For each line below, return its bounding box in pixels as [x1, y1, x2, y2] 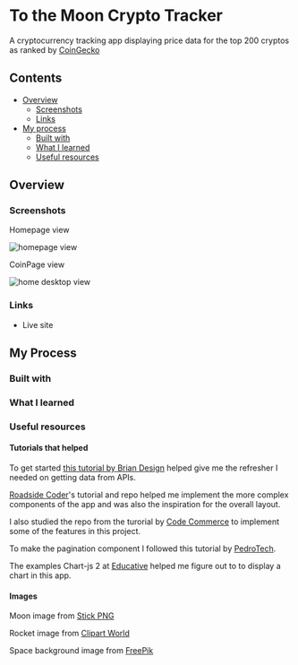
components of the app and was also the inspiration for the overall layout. [9, 499, 281, 510]
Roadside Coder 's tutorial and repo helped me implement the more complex [9, 489, 289, 500]
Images [9, 591, 38, 601]
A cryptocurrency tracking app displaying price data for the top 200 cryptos [9, 35, 290, 46]
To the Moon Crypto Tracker [9, 5, 224, 26]
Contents [9, 71, 63, 86]
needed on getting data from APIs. [9, 472, 137, 483]
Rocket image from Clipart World [9, 628, 130, 639]
